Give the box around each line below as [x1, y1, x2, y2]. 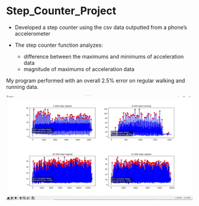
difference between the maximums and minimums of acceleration [23, 53, 184, 60]
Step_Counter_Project [6, 4, 117, 18]
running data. [6, 83, 39, 90]
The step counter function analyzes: [14, 41, 104, 49]
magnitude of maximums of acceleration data [23, 65, 135, 72]
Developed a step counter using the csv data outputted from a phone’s [14, 24, 188, 31]
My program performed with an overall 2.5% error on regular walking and [6, 77, 185, 84]
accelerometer [14, 30, 51, 37]
